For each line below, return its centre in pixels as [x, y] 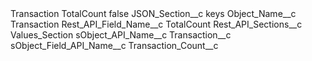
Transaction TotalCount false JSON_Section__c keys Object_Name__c [153, 13]
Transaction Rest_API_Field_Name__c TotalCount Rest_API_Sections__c [156, 24]
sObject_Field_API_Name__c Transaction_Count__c [114, 45]
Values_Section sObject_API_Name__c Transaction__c [121, 35]
